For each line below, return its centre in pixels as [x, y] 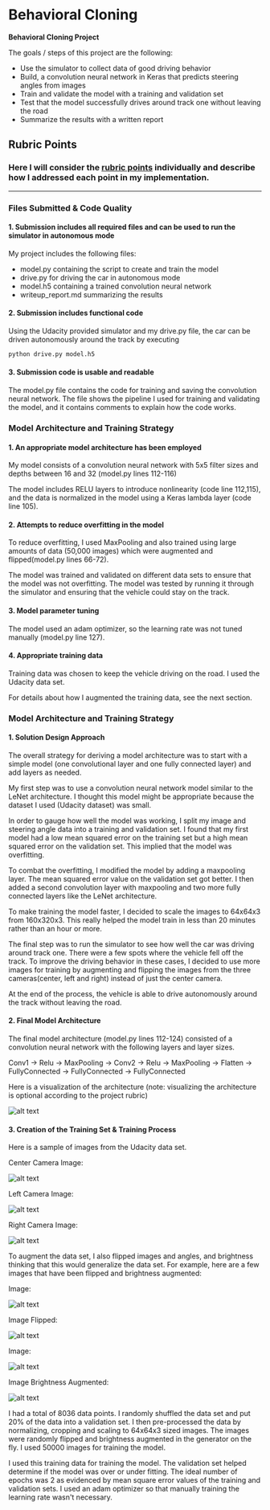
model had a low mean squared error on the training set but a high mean [128, 837]
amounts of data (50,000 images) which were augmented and [111, 551]
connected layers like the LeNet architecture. [83, 896]
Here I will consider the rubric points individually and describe [132, 168]
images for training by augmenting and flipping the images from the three [130, 969]
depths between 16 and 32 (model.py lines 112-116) [92, 474]
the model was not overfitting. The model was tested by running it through [131, 583]
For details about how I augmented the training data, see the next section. [131, 698]
